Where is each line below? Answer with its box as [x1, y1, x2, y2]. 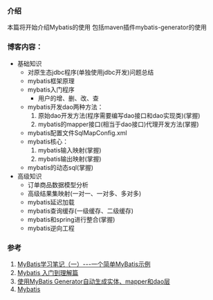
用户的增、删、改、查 [37, 94, 99, 102]
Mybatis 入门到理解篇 [17, 268, 79, 276]
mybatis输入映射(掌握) [37, 145, 102, 154]
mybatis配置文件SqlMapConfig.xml [27, 128, 127, 136]
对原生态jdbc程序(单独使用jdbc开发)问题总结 [27, 68, 154, 76]
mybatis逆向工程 [27, 224, 75, 232]
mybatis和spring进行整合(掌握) [27, 215, 115, 223]
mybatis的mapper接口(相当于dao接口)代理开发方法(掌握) [37, 120, 199, 128]
